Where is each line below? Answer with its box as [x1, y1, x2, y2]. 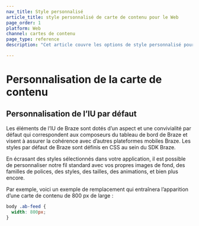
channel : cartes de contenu [6, 31, 76, 37]
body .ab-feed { [6, 203, 46, 209]
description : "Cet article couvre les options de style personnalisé [6, 42, 182, 48]
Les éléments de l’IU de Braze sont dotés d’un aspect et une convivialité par [6, 124, 191, 131]
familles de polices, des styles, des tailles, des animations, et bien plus [6, 168, 179, 175]
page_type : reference [6, 36, 60, 42]
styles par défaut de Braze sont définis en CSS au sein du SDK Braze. [6, 143, 176, 150]
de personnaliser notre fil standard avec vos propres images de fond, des [6, 161, 185, 168]
